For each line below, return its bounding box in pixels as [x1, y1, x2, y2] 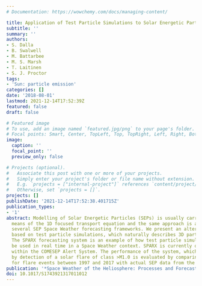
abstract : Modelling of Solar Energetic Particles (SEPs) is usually [6, 215, 185, 221]
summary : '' [6, 31, 36, 37]
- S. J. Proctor [6, 70, 47, 76]
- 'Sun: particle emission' [6, 81, 77, 87]
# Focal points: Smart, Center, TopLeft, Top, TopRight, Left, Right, [6, 131, 187, 137]
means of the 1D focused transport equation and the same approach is [11, 220, 192, 226]
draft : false [6, 109, 39, 115]
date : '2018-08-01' [6, 93, 55, 99]
